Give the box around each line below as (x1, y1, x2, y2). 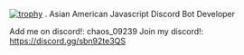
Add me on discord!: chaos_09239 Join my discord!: (9, 26, 204, 36)
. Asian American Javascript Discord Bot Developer (44, 9, 236, 19)
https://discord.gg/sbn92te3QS (9, 36, 127, 46)
